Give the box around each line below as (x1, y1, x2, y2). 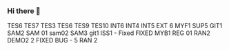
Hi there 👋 (7, 6, 41, 16)
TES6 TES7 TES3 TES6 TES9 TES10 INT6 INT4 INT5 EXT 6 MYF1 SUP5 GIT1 (7, 22, 223, 30)
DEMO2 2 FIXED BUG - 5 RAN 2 (7, 36, 98, 45)
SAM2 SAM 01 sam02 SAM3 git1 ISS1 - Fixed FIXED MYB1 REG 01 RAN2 (7, 29, 210, 37)
